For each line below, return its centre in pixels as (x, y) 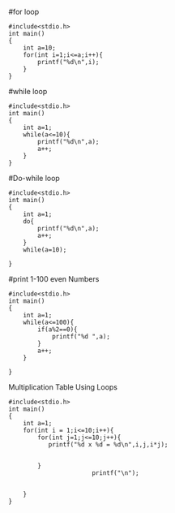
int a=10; (40, 48)
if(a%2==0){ (58, 330)
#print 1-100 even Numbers (54, 279)
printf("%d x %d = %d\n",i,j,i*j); (108, 445)
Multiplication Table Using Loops (63, 387)
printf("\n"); (115, 473)
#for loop (23, 12)
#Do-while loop (34, 178)
